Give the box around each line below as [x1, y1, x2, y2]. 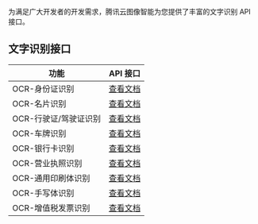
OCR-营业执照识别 [12, 157, 83, 168]
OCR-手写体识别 [12, 187, 75, 199]
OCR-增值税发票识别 [12, 202, 90, 213]
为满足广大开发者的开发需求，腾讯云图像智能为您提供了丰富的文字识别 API [8, 7, 252, 16]
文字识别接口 [8, 42, 71, 56]
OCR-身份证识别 [12, 83, 75, 94]
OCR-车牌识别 [12, 128, 67, 139]
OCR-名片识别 [12, 98, 67, 109]
